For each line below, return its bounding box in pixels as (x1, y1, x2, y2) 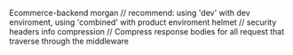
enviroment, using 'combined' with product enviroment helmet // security (9, 17, 277, 27)
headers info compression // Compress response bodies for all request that (9, 27, 285, 36)
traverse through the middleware (9, 35, 129, 46)
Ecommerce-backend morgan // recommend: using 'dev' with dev (9, 8, 250, 18)
